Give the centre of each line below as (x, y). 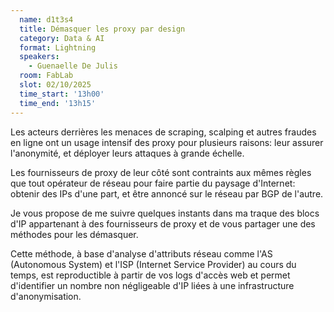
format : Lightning (58, 47)
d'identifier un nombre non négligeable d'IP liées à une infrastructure (152, 285)
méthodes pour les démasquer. (74, 234)
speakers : (39, 57)
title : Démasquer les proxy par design (102, 29)
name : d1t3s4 (46, 19)
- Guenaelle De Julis (73, 66)
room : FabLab (46, 76)
